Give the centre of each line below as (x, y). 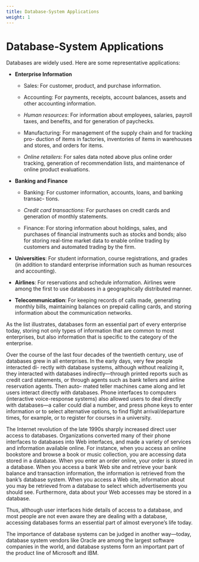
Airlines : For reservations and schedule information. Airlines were (95, 283)
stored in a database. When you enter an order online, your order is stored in (99, 461)
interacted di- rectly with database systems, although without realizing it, (95, 368)
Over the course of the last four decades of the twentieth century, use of (95, 355)
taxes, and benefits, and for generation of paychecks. (89, 122)
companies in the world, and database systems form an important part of (95, 547)
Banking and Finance (41, 181)
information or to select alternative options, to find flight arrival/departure (95, 411)
